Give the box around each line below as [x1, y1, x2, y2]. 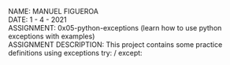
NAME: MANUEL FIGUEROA [8, 7, 98, 16]
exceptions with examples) [8, 31, 95, 41]
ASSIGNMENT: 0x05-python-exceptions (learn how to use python [8, 23, 222, 32]
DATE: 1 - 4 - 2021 [8, 15, 67, 24]
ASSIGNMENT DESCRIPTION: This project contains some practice [8, 40, 223, 49]
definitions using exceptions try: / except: [8, 49, 143, 57]
